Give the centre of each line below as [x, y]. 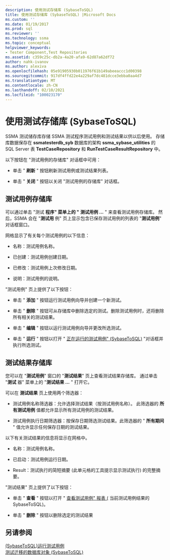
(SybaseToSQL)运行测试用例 [35, 546]
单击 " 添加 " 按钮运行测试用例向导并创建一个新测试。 [68, 300]
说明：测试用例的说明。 [37, 279]
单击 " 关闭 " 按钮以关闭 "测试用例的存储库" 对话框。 [67, 181]
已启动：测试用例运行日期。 [42, 459]
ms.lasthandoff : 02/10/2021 [35, 90]
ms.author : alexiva [26, 66]
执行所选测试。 [28, 345]
